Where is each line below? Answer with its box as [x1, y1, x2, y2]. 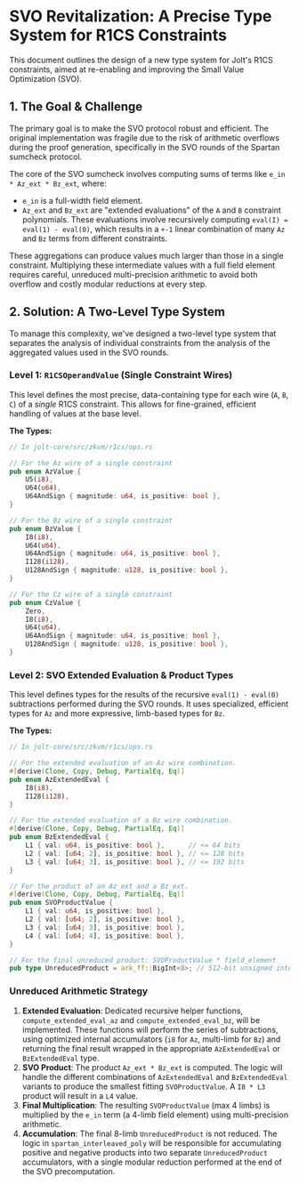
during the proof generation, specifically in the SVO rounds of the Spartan [9, 141, 280, 152]
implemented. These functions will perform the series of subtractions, [21, 1024, 279, 1035]
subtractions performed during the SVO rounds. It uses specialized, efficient [9, 698, 289, 709]
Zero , [25, 607, 46, 616]
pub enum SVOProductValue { [9, 899, 114, 907]
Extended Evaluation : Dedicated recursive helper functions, [21, 1005, 243, 1016]
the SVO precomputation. [21, 1165, 116, 1176]
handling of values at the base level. [9, 407, 141, 419]
